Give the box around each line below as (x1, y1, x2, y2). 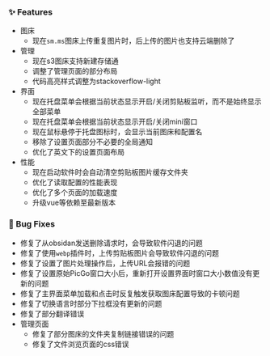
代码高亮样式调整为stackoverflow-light (32, 76, 162, 87)
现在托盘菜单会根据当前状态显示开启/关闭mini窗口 (32, 117, 198, 127)
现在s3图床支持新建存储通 (32, 56, 119, 66)
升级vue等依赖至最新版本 (32, 197, 116, 208)
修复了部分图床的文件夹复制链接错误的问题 (32, 328, 175, 338)
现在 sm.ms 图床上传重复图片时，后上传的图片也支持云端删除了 (32, 36, 235, 46)
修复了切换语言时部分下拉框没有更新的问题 (19, 299, 162, 308)
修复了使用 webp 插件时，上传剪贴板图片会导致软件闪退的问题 (19, 248, 220, 257)
